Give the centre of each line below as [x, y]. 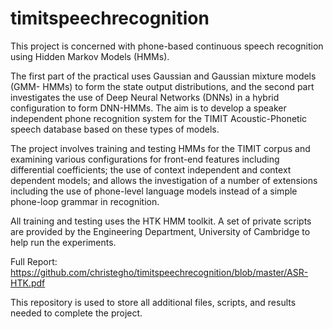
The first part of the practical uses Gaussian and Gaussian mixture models [163, 76]
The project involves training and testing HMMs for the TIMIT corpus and [160, 148]
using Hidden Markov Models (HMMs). [90, 56]
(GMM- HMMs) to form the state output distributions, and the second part [162, 86]
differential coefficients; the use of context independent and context [151, 169]
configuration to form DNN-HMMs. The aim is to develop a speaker [148, 108]
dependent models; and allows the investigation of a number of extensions [164, 180]
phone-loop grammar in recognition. [85, 201]
